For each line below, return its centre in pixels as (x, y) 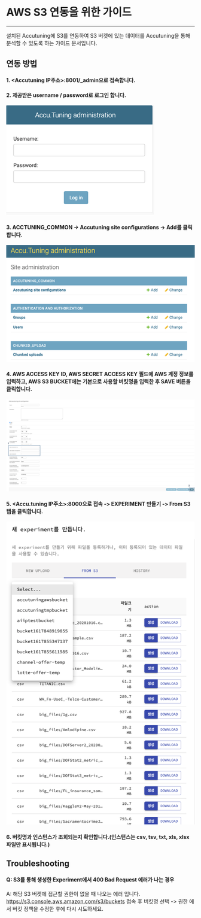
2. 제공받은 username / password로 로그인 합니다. (66, 95)
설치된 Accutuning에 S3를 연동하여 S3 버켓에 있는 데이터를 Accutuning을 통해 (98, 35)
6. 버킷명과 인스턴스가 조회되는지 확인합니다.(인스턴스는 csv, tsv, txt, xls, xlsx (98, 837)
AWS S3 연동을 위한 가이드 (69, 12)
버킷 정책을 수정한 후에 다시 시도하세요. (58, 909)
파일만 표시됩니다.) (28, 844)
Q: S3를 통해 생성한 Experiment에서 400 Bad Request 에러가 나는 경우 (90, 879)
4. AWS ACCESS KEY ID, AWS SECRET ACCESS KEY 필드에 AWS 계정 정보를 (100, 374)
